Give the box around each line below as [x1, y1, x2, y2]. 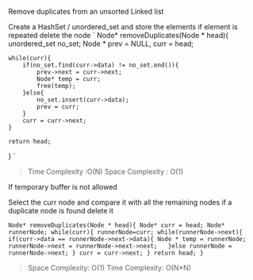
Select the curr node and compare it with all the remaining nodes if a [8, 198, 232, 207]
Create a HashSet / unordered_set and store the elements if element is [8, 22, 238, 31]
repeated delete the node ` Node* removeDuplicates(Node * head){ [8, 31, 229, 40]
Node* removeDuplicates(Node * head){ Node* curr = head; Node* [8, 221, 225, 229]
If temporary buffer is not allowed [8, 182, 117, 191]
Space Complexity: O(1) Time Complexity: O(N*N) [27, 263, 192, 272]
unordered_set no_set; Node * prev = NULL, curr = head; [8, 39, 194, 48]
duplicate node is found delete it [8, 206, 113, 215]
